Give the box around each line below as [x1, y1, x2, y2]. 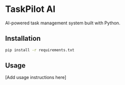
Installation [5, 34, 41, 43]
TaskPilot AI [5, 3, 56, 15]
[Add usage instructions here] [5, 75, 66, 81]
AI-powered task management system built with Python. [5, 20, 121, 26]
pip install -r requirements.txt [5, 47, 75, 53]
